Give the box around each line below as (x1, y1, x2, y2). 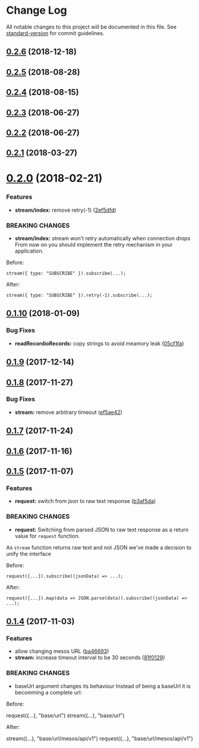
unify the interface (6, 550, 52, 557)
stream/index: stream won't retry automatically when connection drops (14, 235, 191, 242)
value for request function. (14, 532, 80, 539)
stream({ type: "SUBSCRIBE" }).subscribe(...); (6, 271, 127, 276)
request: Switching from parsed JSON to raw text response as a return (14, 526, 189, 533)
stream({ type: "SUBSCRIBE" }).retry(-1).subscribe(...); (6, 293, 153, 298)
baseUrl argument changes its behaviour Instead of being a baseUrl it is (14, 682, 191, 690)
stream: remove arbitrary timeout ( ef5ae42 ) (14, 408, 123, 416)
